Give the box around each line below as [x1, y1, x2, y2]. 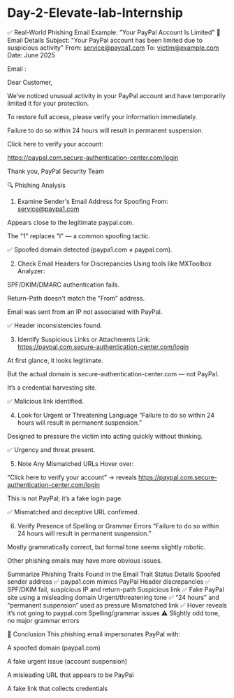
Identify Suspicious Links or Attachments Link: [17, 335, 152, 343]
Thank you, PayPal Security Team [7, 167, 105, 175]
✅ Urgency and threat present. [7, 445, 96, 453]
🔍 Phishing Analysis [7, 181, 66, 189]
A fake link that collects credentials [7, 684, 108, 692]
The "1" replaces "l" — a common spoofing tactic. [7, 231, 150, 240]
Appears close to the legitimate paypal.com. [7, 218, 134, 226]
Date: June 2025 [7, 50, 56, 59]
